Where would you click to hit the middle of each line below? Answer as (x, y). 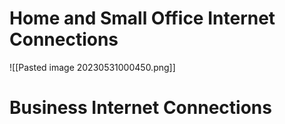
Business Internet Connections (140, 108)
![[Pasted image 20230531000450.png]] (92, 67)
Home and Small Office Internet (142, 18)
